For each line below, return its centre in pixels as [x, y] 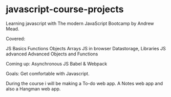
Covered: [15, 39]
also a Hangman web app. [33, 89]
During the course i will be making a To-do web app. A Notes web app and [84, 83]
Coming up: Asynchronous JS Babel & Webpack [57, 63]
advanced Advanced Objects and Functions [52, 54]
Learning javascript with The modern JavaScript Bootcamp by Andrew [80, 23]
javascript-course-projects [65, 9]
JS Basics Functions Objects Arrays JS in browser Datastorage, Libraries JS [86, 48]
